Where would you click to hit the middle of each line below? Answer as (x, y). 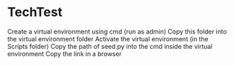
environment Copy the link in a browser (65, 54)
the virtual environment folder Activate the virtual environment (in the (108, 38)
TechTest (35, 12)
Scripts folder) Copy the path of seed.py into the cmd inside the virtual (110, 46)
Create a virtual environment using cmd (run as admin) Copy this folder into (117, 31)
